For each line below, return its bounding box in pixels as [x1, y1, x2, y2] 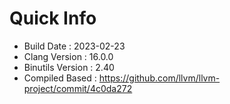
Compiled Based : [23, 72, 97, 84]
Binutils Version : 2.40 [23, 61, 115, 73]
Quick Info [9, 7, 97, 30]
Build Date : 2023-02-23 [23, 40, 126, 52]
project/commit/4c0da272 [23, 82, 133, 94]
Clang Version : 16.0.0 [23, 50, 114, 62]
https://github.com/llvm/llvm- [98, 72, 221, 84]
